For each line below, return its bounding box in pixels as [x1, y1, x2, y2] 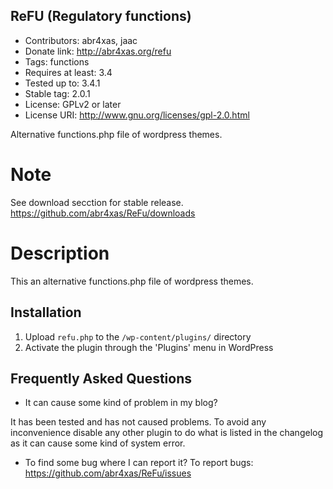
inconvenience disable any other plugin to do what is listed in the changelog [10, 427, 324, 439]
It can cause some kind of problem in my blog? [24, 397, 218, 409]
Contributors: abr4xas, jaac [24, 34, 138, 46]
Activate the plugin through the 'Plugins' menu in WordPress [24, 341, 274, 353]
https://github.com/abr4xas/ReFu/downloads [10, 207, 196, 219]
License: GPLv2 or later [24, 98, 122, 110]
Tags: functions [24, 55, 90, 68]
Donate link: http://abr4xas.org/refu [24, 45, 172, 57]
